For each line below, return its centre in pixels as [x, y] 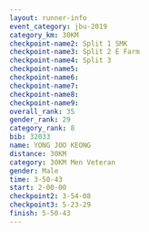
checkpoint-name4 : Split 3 [60, 60]
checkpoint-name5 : [44, 69]
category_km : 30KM [44, 35]
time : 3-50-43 [36, 179]
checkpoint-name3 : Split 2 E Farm [75, 52]
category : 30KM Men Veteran [63, 162]
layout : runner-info [49, 18]
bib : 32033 [30, 137]
